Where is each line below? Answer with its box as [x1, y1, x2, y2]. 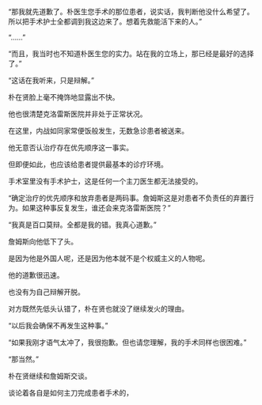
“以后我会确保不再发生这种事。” [8, 321, 108, 330]
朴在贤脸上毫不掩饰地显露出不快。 [8, 93, 120, 101]
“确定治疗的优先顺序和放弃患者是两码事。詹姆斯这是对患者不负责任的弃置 [8, 193, 248, 202]
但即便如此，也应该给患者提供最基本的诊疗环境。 [8, 160, 168, 168]
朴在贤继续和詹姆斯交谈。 [8, 371, 92, 380]
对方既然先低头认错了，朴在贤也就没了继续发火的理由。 [8, 304, 188, 313]
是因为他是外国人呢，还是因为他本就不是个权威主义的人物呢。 [8, 254, 210, 263]
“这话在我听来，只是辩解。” [8, 76, 95, 85]
